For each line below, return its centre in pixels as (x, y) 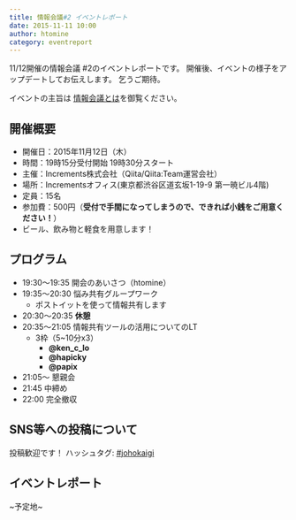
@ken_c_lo (69, 348)
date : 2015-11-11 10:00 (53, 26)
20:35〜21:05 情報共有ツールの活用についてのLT (110, 326)
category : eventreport (51, 42)
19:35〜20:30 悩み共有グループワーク (90, 294)
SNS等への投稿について (73, 430)
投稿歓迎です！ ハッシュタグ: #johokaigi (82, 453)
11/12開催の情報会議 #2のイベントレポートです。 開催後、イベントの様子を (144, 68)
